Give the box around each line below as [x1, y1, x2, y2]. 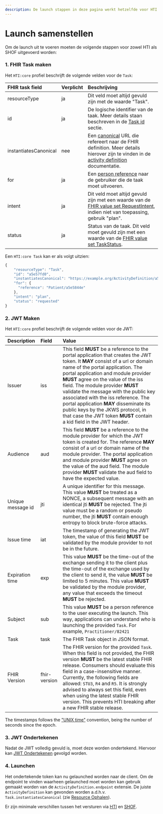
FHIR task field [7, 84, 42, 90]
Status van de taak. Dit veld [87, 222, 150, 229]
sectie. [87, 124, 103, 131]
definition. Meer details [87, 144, 140, 151]
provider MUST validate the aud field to [62, 469, 152, 475]
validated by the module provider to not [62, 539, 152, 546]
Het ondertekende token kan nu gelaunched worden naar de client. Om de [5, 773, 154, 780]
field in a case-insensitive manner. [62, 668, 142, 675]
